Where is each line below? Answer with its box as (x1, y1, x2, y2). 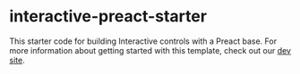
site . (9, 54, 25, 65)
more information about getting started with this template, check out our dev (9, 45, 291, 55)
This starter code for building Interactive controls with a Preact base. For (9, 36, 278, 46)
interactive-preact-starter (9, 6, 208, 27)
